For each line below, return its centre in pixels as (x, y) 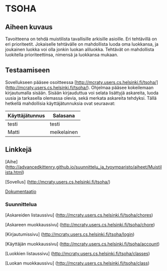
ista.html (14, 172)
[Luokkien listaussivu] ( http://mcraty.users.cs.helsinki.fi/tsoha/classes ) (78, 253)
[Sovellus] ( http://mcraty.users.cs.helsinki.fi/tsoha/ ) (58, 182)
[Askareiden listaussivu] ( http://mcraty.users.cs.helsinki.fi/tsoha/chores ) (79, 215)
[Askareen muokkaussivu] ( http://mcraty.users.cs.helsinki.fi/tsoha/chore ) (80, 224)
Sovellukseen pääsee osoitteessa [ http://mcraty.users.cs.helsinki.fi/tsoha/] (82, 82)
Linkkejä (18, 150)
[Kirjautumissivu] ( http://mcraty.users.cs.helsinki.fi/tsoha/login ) (70, 234)
